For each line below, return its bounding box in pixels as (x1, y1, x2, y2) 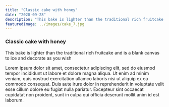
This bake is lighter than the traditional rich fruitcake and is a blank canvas (5, 49, 160, 56)
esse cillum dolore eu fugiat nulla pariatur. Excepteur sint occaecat (5, 86, 144, 92)
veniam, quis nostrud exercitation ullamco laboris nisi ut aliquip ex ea (5, 75, 148, 81)
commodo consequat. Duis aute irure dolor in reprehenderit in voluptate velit (5, 81, 164, 87)
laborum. (5, 97, 24, 103)
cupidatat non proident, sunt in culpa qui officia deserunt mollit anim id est (5, 91, 160, 97)
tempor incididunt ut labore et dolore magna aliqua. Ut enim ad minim (5, 70, 149, 76)
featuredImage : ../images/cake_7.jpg (5, 21, 85, 27)
